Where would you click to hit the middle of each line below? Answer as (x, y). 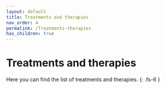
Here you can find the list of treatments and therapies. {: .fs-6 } (83, 80)
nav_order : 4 (22, 23)
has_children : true (30, 34)
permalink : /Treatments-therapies (49, 28)
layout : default (26, 12)
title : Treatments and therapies (47, 17)
